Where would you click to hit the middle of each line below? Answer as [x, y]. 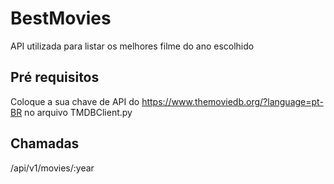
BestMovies [61, 18]
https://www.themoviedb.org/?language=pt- [232, 101]
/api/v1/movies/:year [52, 168]
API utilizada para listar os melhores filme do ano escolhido [132, 46]
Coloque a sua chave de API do [75, 101]
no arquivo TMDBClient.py [78, 112]
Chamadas [45, 143]
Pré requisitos [55, 77]
